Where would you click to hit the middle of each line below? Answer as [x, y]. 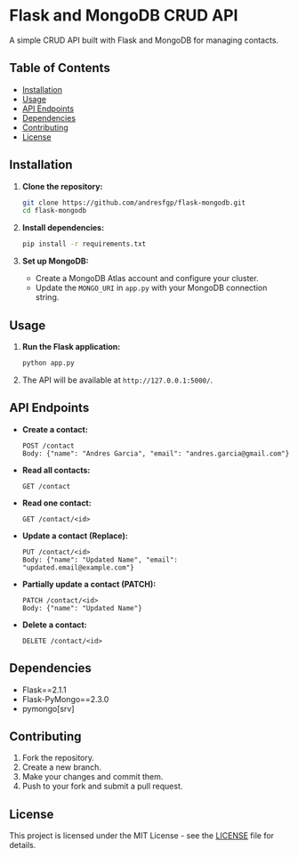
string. [47, 297]
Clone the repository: [62, 186]
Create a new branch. [62, 767]
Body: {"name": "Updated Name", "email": [100, 560]
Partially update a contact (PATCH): [89, 584]
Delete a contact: [54, 625]
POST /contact [48, 446]
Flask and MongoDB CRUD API [124, 16]
